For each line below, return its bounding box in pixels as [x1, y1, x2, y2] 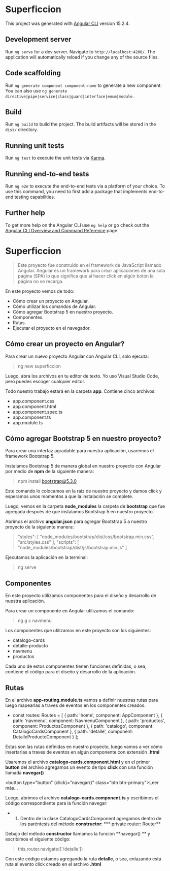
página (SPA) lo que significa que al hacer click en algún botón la [17, 273, 154, 279]
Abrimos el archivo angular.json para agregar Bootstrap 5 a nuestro [5, 518, 147, 524]
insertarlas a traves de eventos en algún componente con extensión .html [5, 749, 160, 755]
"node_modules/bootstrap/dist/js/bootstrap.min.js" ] [17, 545, 127, 551]
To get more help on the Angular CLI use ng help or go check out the [5, 222, 149, 228]
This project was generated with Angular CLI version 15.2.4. [5, 20, 130, 26]
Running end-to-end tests [5, 169, 89, 178]
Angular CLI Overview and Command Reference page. [5, 227, 119, 233]
